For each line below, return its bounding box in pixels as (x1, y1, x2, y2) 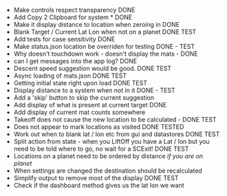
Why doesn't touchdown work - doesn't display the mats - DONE (13, 50, 198, 58)
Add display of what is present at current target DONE (13, 101, 167, 109)
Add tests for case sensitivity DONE (13, 35, 116, 43)
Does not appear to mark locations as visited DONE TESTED (13, 123, 184, 131)
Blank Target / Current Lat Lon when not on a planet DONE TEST (13, 28, 197, 36)
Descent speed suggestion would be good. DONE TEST (13, 65, 172, 72)
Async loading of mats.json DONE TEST (13, 72, 127, 80)
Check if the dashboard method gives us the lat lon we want (13, 182, 184, 189)
